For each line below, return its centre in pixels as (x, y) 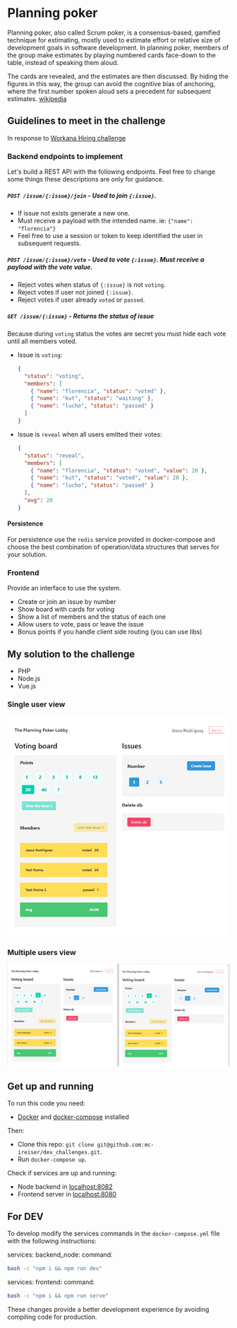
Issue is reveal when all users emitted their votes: (90, 434)
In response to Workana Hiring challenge (67, 138)
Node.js (29, 679)
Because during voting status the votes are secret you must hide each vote (117, 333)
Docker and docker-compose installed (73, 1117)
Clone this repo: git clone (56, 1144)
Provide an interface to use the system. (64, 588)
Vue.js (27, 686)
